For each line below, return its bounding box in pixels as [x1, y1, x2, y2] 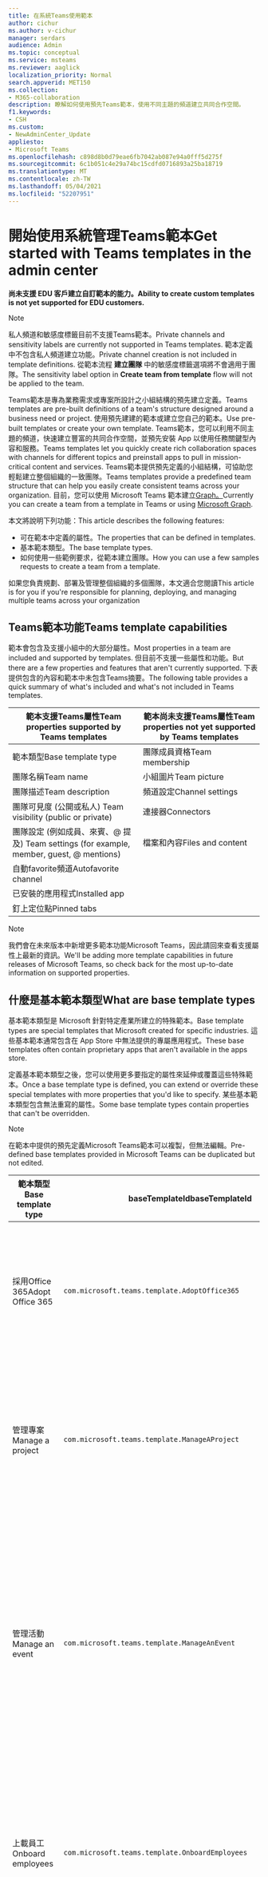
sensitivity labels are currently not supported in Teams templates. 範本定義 [8, 339, 254, 349]
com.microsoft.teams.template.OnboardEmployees [63, 1848, 248, 1857]
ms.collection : [8, 85, 59, 94]
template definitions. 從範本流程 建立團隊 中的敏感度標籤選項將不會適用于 [8, 359, 250, 369]
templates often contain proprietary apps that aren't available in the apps [8, 1045, 248, 1055]
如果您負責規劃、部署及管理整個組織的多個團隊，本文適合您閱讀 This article [8, 578, 254, 588]
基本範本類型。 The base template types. [19, 542, 153, 552]
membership [142, 757, 190, 768]
